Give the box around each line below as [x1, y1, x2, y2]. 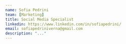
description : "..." [5, 31, 47, 36]
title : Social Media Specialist [5, 17, 74, 22]
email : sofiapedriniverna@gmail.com [5, 26, 83, 31]
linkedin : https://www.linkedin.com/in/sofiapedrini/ [5, 21, 122, 27]
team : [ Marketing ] [5, 12, 44, 17]
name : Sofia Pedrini [5, 7, 49, 13]
